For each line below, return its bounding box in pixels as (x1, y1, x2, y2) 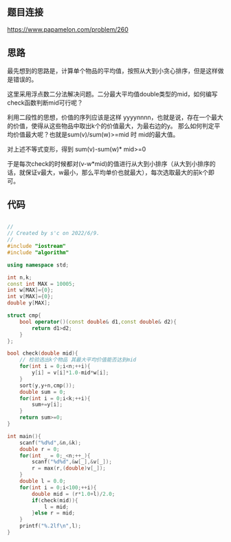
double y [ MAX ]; (7, 300, 51, 306)
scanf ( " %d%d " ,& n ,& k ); (19, 439, 81, 446)
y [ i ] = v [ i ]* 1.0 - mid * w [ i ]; (32, 369, 109, 377)
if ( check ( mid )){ (32, 497, 78, 504)
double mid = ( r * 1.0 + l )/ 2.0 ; (32, 490, 115, 497)
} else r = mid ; (32, 510, 76, 517)
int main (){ (7, 432, 41, 439)
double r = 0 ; (19, 446, 60, 452)
